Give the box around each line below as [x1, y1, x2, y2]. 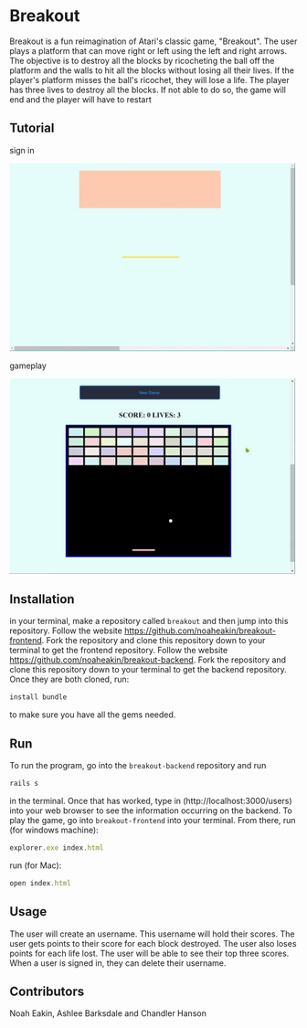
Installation [9, 591, 75, 607]
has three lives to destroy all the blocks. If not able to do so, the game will [9, 84, 286, 95]
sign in [9, 144, 35, 155]
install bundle [9, 693, 68, 702]
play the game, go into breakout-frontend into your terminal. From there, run [9, 814, 296, 825]
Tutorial [9, 121, 55, 136]
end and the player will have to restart [9, 93, 153, 105]
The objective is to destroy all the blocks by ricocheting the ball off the [9, 55, 275, 66]
